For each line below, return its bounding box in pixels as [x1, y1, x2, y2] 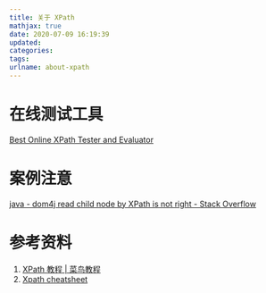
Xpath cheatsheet [21, 273, 88, 284]
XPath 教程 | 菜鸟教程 [21, 264, 101, 274]
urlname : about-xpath [9, 63, 90, 72]
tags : [9, 54, 29, 63]
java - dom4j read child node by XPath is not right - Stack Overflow [9, 198, 257, 209]
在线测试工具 [9, 105, 104, 125]
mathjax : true [9, 21, 62, 30]
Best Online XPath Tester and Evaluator [9, 134, 154, 145]
